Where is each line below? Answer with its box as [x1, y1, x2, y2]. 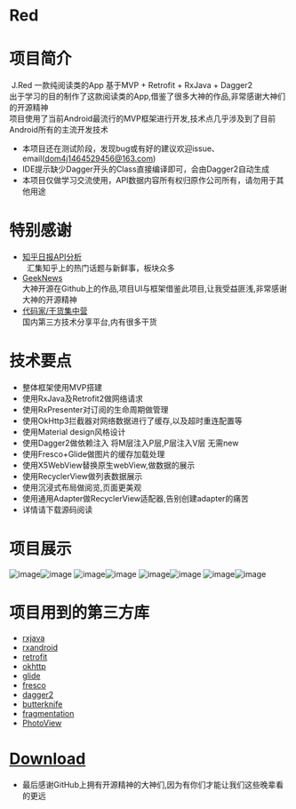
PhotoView [21, 717, 62, 728]
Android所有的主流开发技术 [9, 124, 108, 135]
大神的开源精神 [21, 294, 77, 305]
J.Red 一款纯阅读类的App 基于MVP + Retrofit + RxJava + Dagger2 [11, 80, 253, 91]
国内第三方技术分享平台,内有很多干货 [21, 316, 157, 327]
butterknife [21, 699, 63, 709]
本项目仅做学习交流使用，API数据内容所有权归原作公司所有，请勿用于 [21, 175, 277, 186]
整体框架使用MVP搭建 [21, 382, 103, 392]
